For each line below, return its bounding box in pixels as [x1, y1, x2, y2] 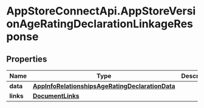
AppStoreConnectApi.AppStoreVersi [6, 4, 196, 18]
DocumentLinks [32, 92, 80, 100]
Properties [6, 54, 47, 64]
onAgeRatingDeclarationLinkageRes [6, 17, 193, 31]
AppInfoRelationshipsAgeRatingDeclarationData [32, 82, 175, 90]
